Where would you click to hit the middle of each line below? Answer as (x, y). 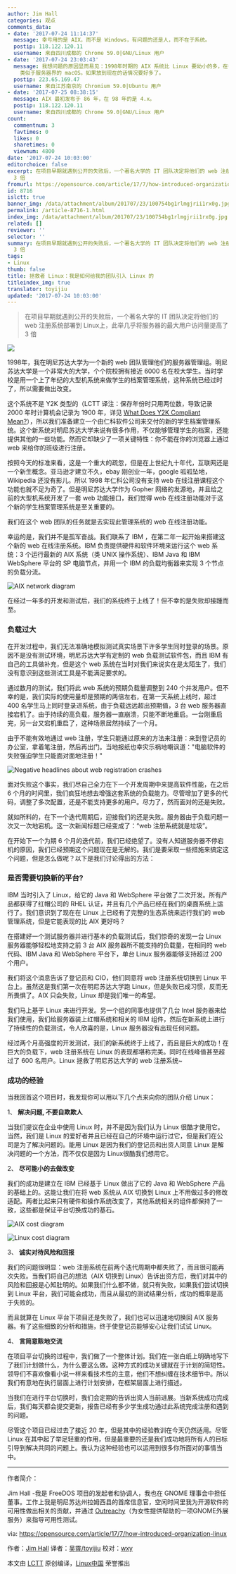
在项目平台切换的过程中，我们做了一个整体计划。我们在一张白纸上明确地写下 (118, 1356)
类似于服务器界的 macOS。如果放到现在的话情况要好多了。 (92, 73)
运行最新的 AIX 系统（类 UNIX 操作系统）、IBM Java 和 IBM (116, 555)
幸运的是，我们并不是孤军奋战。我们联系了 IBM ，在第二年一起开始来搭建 (113, 537)
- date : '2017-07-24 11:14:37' (53, 33)
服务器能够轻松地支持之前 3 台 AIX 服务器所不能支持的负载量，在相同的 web (117, 945)
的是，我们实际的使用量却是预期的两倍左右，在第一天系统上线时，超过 (114, 696)
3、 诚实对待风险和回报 (41, 1253)
